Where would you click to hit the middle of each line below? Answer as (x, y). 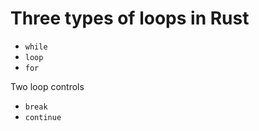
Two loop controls (47, 86)
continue (43, 117)
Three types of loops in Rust (130, 18)
